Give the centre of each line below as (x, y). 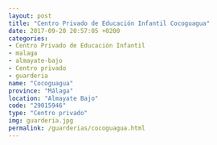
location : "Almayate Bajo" (53, 98)
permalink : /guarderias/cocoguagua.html (77, 128)
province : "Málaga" (41, 91)
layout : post (30, 16)
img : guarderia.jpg (41, 121)
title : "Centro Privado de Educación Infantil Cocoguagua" (109, 23)
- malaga (23, 53)
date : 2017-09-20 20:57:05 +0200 (64, 31)
